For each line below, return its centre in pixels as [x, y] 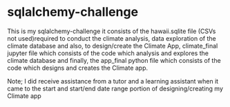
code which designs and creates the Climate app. [78, 68]
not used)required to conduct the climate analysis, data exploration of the [112, 38]
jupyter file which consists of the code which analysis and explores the [108, 53]
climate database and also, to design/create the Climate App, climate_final [113, 46]
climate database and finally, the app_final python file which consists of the [114, 60]
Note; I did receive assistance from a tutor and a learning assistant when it [113, 81]
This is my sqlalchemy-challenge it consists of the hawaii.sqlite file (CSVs [112, 31]
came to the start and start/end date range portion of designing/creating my [115, 88]
